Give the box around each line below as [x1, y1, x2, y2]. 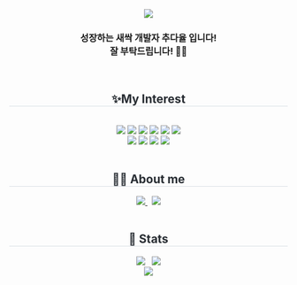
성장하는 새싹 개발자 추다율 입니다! [80, 31, 217, 43]
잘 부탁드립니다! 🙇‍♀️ [109, 44, 188, 57]
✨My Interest [111, 91, 186, 106]
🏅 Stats [128, 232, 169, 247]
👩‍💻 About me [111, 172, 186, 187]
